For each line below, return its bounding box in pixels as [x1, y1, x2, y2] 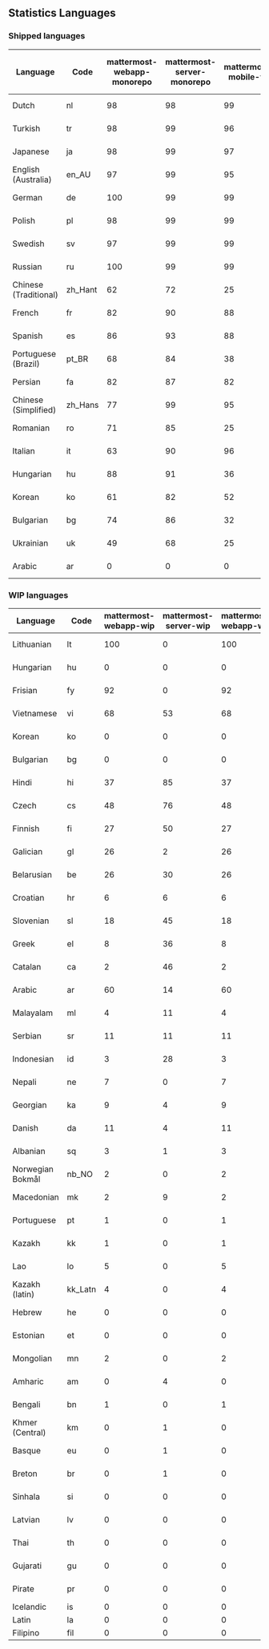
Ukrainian [12, 537, 49, 548]
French [12, 307, 39, 318]
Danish [12, 1122, 38, 1133]
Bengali [12, 1398, 41, 1409]
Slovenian [12, 915, 50, 926]
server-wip [165, 620, 211, 631]
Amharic [12, 1376, 44, 1387]
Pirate [12, 1582, 34, 1594]
